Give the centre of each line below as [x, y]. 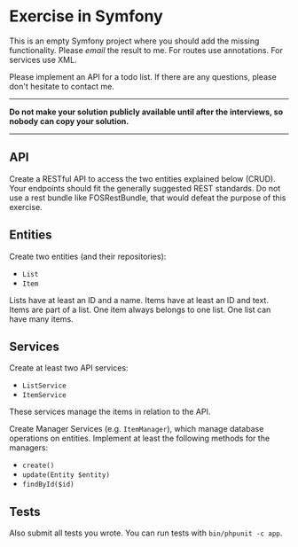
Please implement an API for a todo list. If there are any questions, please [143, 76]
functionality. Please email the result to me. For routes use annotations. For [146, 50]
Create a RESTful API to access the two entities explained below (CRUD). [143, 178]
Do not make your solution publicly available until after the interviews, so [146, 112]
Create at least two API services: [69, 368]
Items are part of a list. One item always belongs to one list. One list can [140, 309]
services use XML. [43, 59]
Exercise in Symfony [86, 16]
